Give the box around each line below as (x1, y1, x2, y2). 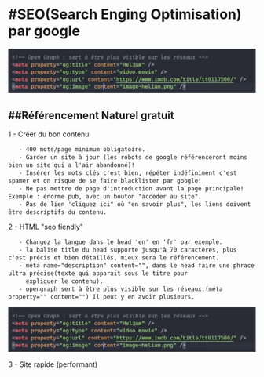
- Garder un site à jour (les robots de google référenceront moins (18, 153, 247, 161)
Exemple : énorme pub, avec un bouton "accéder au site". (8, 192, 202, 201)
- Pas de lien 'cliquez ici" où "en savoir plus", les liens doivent (18, 200, 251, 208)
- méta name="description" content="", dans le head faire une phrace (18, 261, 255, 270)
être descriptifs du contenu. (8, 208, 108, 216)
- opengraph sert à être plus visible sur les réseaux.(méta (18, 285, 223, 293)
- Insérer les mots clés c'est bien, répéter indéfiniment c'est (18, 169, 237, 177)
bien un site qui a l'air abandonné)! (8, 161, 135, 169)
